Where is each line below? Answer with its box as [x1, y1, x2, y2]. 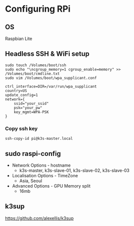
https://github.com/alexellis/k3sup [5, 215, 74, 221]
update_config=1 [5, 93, 38, 97]
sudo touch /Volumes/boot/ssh [5, 62, 67, 68]
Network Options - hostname [12, 162, 71, 168]
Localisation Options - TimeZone [12, 172, 78, 178]
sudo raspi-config [5, 150, 61, 158]
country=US [5, 88, 27, 93]
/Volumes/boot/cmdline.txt [5, 71, 60, 76]
